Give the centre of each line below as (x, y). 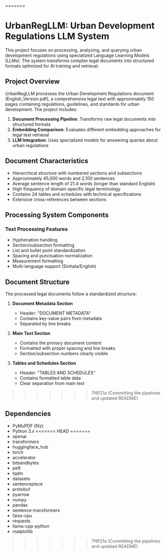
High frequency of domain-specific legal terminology (66, 189)
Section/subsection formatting (43, 245)
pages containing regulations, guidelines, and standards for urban (72, 104)
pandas (20, 505)
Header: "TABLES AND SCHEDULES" (57, 373)
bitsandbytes (26, 463)
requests (21, 521)
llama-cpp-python (31, 526)
